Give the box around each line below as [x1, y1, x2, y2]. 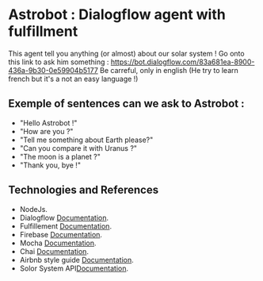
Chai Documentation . [19, 246, 90, 256]
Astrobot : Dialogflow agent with [8, 6, 226, 24]
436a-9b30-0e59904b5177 [8, 65, 99, 75]
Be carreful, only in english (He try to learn [100, 65, 239, 75]
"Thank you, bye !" [19, 160, 82, 170]
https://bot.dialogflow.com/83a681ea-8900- [110, 57, 255, 67]
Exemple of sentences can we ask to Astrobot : [8, 97, 245, 110]
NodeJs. [19, 204, 48, 214]
